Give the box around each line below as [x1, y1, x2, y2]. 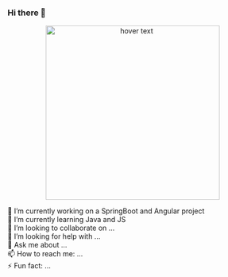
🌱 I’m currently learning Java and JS [7, 215, 126, 224]
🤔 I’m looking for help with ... [7, 232, 101, 241]
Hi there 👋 [7, 7, 47, 18]
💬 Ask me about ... [7, 240, 68, 250]
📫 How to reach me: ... [7, 249, 83, 259]
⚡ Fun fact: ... [7, 261, 51, 271]
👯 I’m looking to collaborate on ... [7, 223, 115, 233]
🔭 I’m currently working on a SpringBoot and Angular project [7, 206, 205, 216]
